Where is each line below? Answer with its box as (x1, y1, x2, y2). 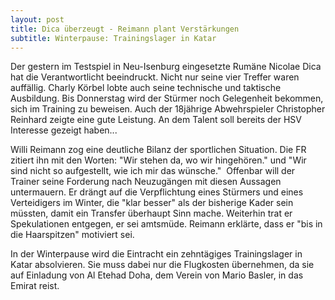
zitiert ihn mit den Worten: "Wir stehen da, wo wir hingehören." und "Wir (10, 154, 307, 166)
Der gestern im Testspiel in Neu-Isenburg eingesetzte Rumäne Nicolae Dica (10, 61, 322, 73)
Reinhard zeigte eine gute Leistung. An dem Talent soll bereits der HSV (10, 114, 303, 126)
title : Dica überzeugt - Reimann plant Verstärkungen (10, 24, 240, 34)
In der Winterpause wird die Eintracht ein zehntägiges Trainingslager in (10, 248, 303, 260)
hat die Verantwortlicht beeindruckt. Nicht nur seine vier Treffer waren (10, 71, 300, 83)
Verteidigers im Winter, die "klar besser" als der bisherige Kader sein (10, 197, 294, 209)
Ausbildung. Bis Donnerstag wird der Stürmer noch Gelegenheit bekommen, (10, 92, 324, 105)
